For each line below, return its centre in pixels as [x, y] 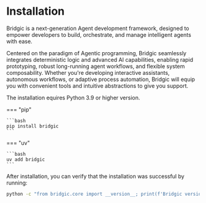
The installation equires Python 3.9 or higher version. [73, 98]
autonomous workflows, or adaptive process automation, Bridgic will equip [101, 79]
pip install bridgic [33, 126]
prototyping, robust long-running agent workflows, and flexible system [96, 66]
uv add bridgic [26, 159]
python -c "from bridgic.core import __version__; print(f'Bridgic [94, 194]
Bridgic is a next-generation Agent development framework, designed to [98, 28]
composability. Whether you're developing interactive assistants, [88, 72]
